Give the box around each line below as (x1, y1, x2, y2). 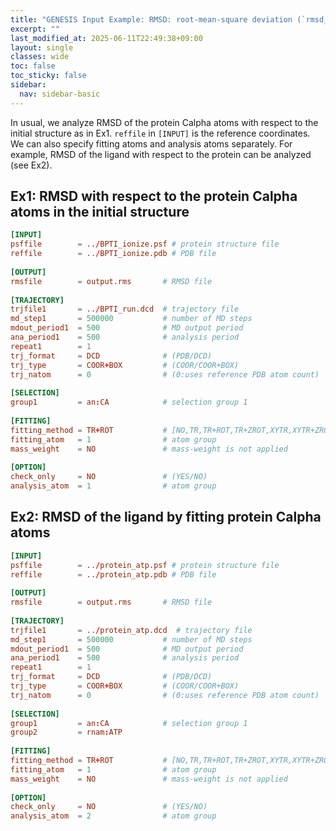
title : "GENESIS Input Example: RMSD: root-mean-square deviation (10, 14, 293, 25)
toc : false (10, 61, 56, 71)
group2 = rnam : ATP (10, 727, 123, 738)
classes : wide (10, 52, 70, 62)
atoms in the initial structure (10, 204, 190, 221)
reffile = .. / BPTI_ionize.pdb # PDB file (10, 249, 217, 259)
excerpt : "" (10, 24, 60, 34)
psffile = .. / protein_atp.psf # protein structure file (10, 560, 280, 570)
